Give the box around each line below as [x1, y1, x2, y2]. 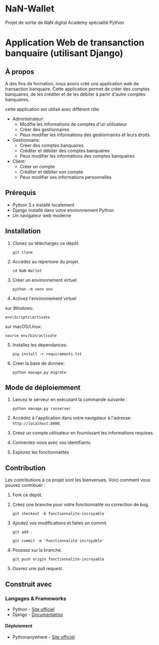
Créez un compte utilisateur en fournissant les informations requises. [12, 430, 155, 436]
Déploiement [5, 623, 32, 629]
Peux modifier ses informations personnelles [19, 174, 112, 180]
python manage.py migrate [12, 370, 66, 375]
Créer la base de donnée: [12, 360, 65, 366]
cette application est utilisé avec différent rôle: [5, 106, 101, 112]
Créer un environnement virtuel [12, 277, 77, 283]
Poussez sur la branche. [12, 547, 62, 553]
